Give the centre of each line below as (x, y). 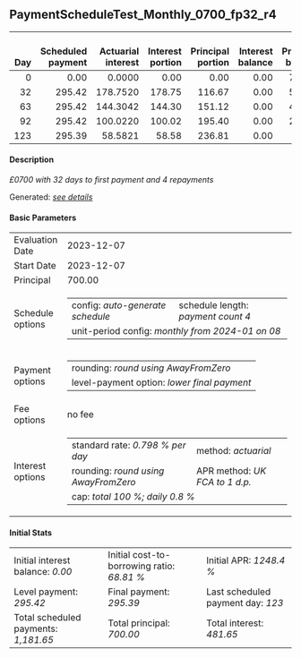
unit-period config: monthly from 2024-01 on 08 (176, 331)
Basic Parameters (43, 218)
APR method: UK (231, 471)
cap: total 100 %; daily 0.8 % (133, 497)
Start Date (35, 266)
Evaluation (36, 240)
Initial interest (42, 560)
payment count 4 (215, 317)
